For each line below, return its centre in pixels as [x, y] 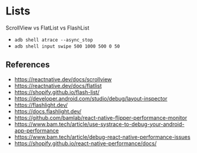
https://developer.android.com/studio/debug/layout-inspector [91, 98]
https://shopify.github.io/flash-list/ [57, 92]
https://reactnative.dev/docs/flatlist [58, 86]
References [28, 65]
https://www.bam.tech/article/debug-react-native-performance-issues [102, 137]
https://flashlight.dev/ [41, 105]
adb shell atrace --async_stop [54, 40]
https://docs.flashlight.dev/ [48, 111]
